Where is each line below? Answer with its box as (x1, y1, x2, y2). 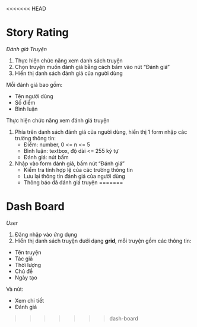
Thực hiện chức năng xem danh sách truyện (14, 56, 123, 64)
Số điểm (14, 99, 36, 106)
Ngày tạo (14, 273, 37, 281)
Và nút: (6, 285, 24, 293)
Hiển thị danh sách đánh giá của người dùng (14, 70, 123, 77)
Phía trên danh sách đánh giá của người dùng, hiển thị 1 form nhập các (14, 128, 188, 136)
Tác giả (14, 255, 33, 262)
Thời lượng (14, 261, 42, 268)
